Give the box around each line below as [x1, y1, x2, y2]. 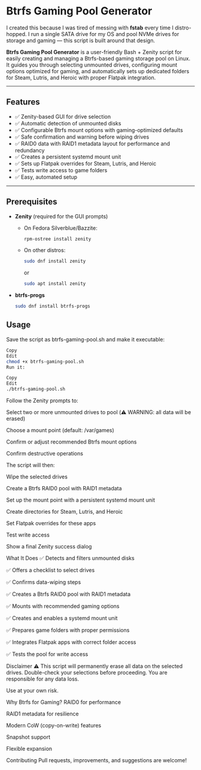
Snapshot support [6, 733, 51, 741]
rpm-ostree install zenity [23, 236, 92, 242]
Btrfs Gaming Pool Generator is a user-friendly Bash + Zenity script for [6, 48, 182, 55]
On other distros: [23, 247, 66, 254]
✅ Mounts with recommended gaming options [6, 603, 120, 610]
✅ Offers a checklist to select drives [6, 567, 95, 574]
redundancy [14, 146, 45, 154]
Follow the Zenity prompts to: [6, 397, 79, 404]
